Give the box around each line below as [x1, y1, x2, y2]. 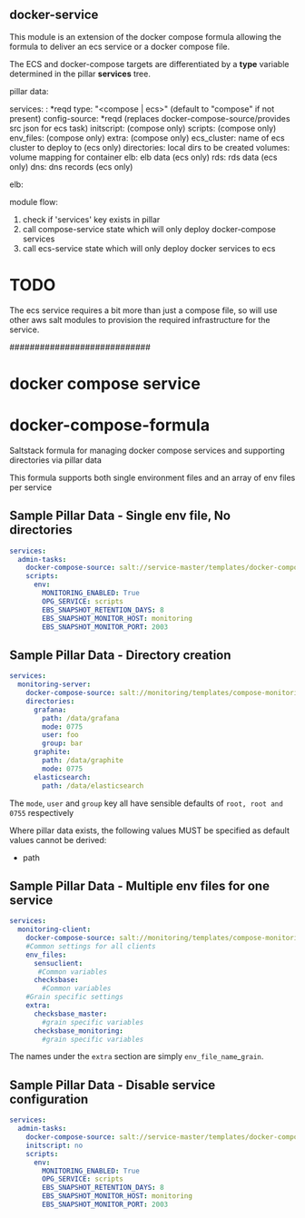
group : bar [42, 739, 84, 748]
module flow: [9, 196, 59, 207]
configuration [9, 1091, 89, 1106]
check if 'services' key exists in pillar [22, 213, 161, 225]
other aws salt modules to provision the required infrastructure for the [9, 314, 271, 325]
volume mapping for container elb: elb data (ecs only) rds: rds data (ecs [9, 152, 278, 162]
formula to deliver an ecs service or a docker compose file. [9, 41, 230, 52]
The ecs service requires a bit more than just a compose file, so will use [9, 304, 278, 316]
